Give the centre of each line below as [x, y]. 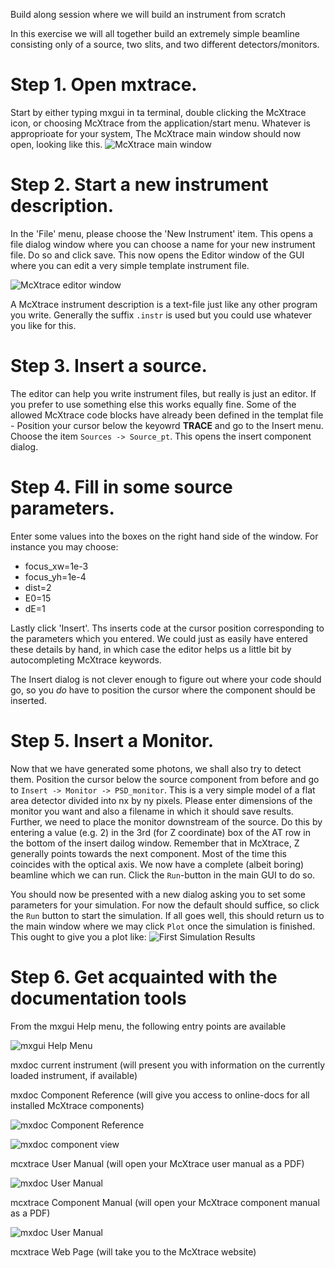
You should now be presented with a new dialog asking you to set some [158, 894]
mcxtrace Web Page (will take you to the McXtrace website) [133, 1251]
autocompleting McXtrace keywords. [86, 660]
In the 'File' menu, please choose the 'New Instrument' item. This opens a [162, 233]
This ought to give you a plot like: [78, 936]
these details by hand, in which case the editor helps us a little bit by [151, 649]
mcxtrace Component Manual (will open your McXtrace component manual [165, 1202]
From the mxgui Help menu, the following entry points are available [148, 1026]
